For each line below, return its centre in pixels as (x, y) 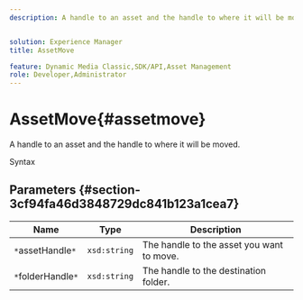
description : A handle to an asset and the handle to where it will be (147, 18)
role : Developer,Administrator (68, 75)
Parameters (43, 190)
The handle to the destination (204, 270)
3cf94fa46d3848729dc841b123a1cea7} (124, 204)
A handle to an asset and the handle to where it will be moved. (125, 144)
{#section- (110, 190)
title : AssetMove (42, 50)
